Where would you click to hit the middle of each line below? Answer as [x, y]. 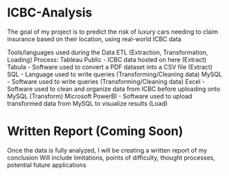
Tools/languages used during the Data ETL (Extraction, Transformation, [108, 52]
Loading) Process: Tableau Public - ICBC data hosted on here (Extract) [107, 59]
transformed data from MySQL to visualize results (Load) [87, 103]
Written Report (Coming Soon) [95, 131]
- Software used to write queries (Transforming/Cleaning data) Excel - [106, 81]
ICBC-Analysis [50, 13]
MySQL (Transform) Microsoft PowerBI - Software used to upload [100, 96]
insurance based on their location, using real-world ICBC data [94, 38]
